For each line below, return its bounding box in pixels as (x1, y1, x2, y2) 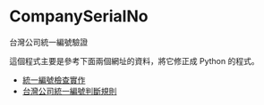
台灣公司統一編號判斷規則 (21, 85, 117, 96)
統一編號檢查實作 (21, 74, 86, 85)
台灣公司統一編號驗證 (9, 36, 88, 47)
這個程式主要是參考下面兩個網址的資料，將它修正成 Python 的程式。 (9, 55, 260, 66)
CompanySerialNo (9, 6, 149, 27)
